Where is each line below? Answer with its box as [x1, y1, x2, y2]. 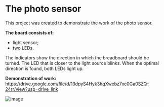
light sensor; [12, 39, 39, 46]
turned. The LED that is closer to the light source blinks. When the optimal [5, 60, 159, 66]
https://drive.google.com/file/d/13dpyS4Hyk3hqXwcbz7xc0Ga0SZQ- [5, 81, 149, 87]
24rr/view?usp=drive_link [5, 86, 58, 92]
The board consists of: [5, 29, 54, 35]
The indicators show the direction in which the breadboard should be [5, 54, 149, 61]
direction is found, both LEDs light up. [5, 65, 84, 72]
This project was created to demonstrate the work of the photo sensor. [5, 20, 153, 26]
